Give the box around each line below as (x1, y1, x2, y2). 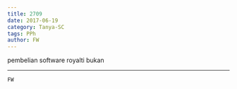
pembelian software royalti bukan (7, 56, 104, 64)
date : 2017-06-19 (7, 17, 59, 24)
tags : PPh (7, 30, 37, 37)
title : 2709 (7, 10, 42, 18)
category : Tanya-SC (7, 23, 65, 30)
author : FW (7, 37, 39, 44)
